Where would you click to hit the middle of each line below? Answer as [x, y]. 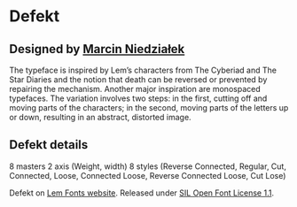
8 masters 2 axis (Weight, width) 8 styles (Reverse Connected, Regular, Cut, [148, 166]
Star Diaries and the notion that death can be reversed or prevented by [138, 80]
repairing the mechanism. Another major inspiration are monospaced [135, 89]
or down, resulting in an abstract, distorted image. [101, 117]
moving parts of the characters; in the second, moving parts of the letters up [149, 107]
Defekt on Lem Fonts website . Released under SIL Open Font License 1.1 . [142, 193]
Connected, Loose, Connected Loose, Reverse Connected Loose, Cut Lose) [148, 175]
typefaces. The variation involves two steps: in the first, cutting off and [138, 98]
